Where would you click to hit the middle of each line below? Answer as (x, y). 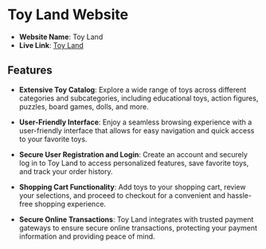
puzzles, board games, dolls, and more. (84, 106)
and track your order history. (66, 171)
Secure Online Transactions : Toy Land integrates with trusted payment (136, 219)
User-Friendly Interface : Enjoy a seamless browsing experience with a (135, 122)
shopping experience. (70, 204)
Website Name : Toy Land (61, 37)
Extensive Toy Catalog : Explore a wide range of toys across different (133, 89)
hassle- (240, 195)
